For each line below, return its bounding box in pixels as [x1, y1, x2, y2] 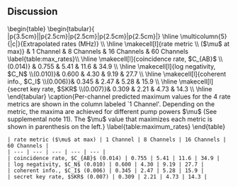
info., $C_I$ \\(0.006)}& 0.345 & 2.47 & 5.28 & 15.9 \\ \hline [7, 77, 178, 86]
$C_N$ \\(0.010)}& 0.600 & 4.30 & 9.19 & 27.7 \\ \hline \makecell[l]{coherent [7, 69, 227, 78]
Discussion [7, 6, 58, 18]
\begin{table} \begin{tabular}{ [7, 24, 95, 33]
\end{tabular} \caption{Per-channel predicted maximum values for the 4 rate [7, 92, 231, 101]
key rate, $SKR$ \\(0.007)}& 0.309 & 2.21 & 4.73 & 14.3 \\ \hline [30, 84, 212, 93]
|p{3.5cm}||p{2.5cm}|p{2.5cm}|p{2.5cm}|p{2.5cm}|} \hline [7, 32, 179, 40]
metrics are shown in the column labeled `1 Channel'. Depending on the [7, 99, 215, 108]
